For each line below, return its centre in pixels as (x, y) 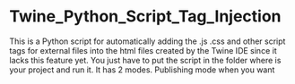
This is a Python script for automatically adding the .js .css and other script (147, 41)
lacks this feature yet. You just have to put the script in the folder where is (145, 60)
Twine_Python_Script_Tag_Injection (145, 17)
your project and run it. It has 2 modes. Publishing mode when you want (142, 70)
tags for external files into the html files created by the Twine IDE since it (143, 50)
